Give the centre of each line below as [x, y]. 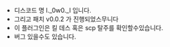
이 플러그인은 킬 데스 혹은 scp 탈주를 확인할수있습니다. [89, 28]
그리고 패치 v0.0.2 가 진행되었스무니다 [66, 19]
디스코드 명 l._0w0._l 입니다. [52, 10]
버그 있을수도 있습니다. [45, 36]
